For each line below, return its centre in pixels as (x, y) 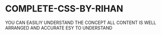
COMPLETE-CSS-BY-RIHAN (64, 9)
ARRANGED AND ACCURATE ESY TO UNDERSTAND (59, 27)
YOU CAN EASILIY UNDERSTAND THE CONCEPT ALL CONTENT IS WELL (81, 22)
